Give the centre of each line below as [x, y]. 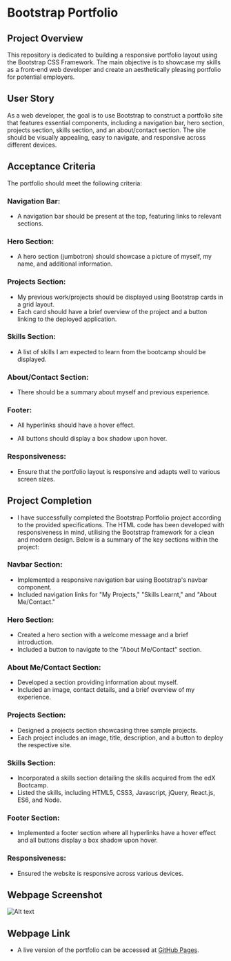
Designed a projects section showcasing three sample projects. [107, 730]
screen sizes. [36, 479]
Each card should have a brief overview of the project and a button [112, 311]
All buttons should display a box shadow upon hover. [92, 439]
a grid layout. [36, 304]
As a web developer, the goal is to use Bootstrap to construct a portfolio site [115, 115]
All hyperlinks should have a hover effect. [76, 425]
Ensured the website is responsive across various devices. [100, 873]
